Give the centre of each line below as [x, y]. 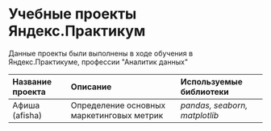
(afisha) [27, 115]
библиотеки [205, 92]
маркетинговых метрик [117, 115]
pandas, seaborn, [214, 105]
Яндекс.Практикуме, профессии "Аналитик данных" [98, 62]
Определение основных [118, 105]
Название [32, 81]
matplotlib [200, 115]
